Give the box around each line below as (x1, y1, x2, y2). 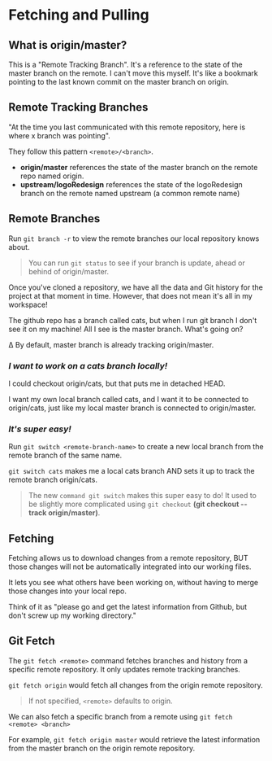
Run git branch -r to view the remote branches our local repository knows (8, 234, 260, 243)
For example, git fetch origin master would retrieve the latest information (8, 734, 261, 744)
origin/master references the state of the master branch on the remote (19, 162, 258, 172)
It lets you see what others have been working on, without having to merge (8, 578, 258, 588)
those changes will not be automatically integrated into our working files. (8, 562, 252, 571)
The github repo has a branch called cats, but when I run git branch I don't (8, 315, 257, 325)
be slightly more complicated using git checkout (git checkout (28, 499, 240, 510)
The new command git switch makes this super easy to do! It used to (28, 491, 257, 501)
